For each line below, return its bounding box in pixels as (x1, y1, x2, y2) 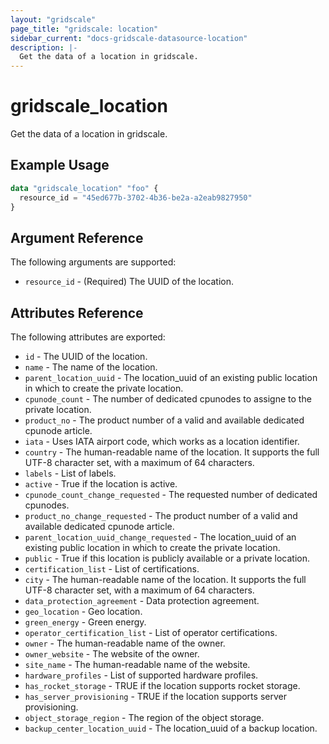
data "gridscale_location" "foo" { (10, 183, 159, 193)
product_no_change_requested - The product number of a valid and (24, 510, 298, 522)
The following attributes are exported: (10, 331, 166, 343)
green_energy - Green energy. (24, 616, 147, 628)
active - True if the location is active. (24, 478, 178, 490)
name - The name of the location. (24, 361, 158, 373)
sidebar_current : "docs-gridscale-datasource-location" (10, 33, 248, 43)
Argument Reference (10, 229, 144, 246)
